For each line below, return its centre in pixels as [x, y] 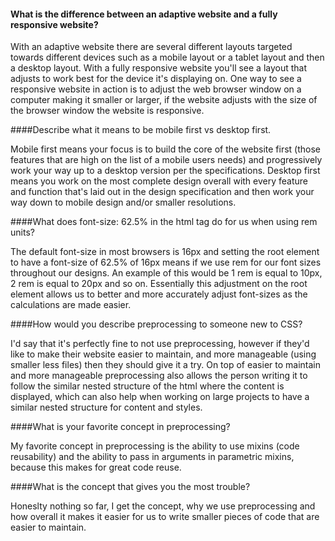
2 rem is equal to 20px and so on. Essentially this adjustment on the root [159, 284]
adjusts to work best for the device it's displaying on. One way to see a [156, 79]
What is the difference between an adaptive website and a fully [144, 14]
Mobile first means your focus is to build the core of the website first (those [166, 149]
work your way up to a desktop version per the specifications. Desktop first [165, 171]
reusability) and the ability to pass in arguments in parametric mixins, [152, 457]
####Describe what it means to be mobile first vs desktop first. [141, 130]
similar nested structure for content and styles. [106, 407]
